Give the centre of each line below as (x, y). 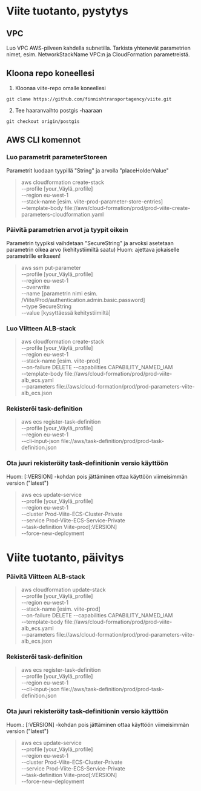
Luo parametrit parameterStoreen (57, 157)
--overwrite (35, 287)
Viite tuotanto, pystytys (67, 11)
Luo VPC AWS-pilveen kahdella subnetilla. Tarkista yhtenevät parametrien (98, 48)
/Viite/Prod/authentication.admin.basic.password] (83, 300)
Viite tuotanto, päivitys (65, 557)
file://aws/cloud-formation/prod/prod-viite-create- (127, 208)
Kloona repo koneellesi (51, 74)
